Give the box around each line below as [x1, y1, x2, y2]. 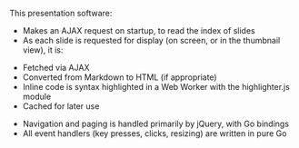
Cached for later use [22, 101, 100, 112]
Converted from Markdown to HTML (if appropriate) [22, 72, 217, 83]
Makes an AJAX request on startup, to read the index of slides [22, 25, 256, 35]
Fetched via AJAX [22, 63, 90, 73]
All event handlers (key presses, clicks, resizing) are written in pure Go [22, 128, 287, 139]
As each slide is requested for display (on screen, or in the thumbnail [22, 35, 281, 45]
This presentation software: [9, 8, 113, 18]
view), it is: [22, 44, 64, 55]
